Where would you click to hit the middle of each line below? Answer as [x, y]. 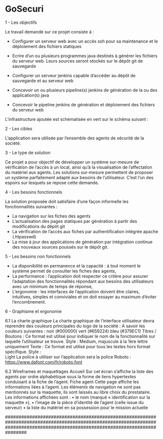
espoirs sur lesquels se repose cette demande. [52, 183]
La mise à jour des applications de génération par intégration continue [82, 242]
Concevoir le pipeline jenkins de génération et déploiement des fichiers [83, 104]
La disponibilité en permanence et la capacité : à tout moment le [76, 266]
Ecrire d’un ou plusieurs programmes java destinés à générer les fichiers [85, 56]
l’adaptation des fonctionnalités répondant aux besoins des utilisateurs [83, 281]
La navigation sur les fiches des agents [51, 216]
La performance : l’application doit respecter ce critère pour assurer [80, 276]
